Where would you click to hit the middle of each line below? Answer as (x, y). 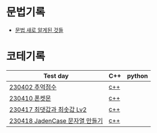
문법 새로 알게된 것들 (39, 30)
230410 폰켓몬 (30, 98)
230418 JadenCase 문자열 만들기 (56, 120)
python (138, 75)
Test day (56, 75)
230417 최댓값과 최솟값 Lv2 (48, 110)
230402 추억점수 (33, 87)
